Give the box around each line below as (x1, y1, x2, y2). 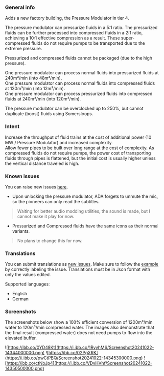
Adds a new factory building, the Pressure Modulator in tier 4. (5, 15, 129, 21)
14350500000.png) (5, 366, 45, 372)
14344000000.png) (5, 350, 45, 356)
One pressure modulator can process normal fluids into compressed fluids (5, 80, 155, 86)
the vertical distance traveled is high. (5, 160, 80, 166)
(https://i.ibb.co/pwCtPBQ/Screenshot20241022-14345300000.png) (5, 355, 143, 361)
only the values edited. (5, 272, 51, 278)
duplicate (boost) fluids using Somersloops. (5, 111, 93, 117)
